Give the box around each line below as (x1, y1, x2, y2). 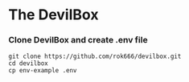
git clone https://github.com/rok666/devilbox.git (8, 52, 182, 61)
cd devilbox (8, 59, 48, 68)
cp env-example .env (8, 67, 78, 75)
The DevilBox (8, 6, 99, 24)
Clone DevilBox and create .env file (8, 35, 148, 46)
